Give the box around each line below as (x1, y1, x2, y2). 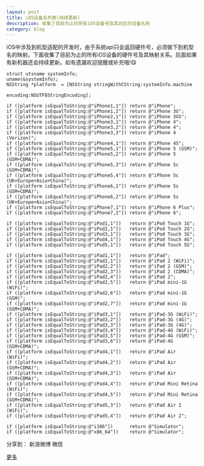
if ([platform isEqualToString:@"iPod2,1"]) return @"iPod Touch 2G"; (6, 226, 195, 232)
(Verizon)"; (6, 135, 37, 141)
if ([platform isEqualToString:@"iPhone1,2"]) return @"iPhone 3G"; (6, 108, 184, 115)
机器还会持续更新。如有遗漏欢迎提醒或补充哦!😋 (16, 59, 137, 66)
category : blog (6, 26, 45, 32)
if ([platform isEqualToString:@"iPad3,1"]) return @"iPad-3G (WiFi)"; (6, 311, 199, 318)
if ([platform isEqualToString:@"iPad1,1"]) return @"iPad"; (6, 253, 171, 259)
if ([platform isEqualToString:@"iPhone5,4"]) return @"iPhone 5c (6, 172, 179, 179)
